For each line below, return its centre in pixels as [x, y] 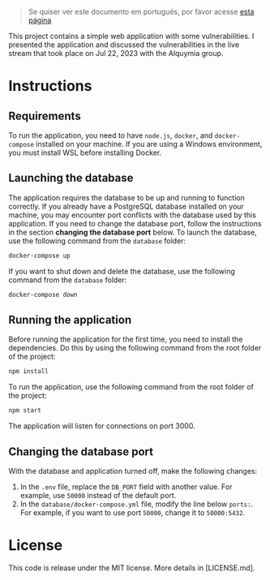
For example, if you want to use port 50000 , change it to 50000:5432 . [133, 512]
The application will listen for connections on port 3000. [102, 426]
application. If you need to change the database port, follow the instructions [135, 223]
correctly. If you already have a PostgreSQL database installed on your [126, 206]
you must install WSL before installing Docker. [85, 153]
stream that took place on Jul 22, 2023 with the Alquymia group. [116, 53]
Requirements [45, 116]
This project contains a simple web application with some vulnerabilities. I [131, 36]
